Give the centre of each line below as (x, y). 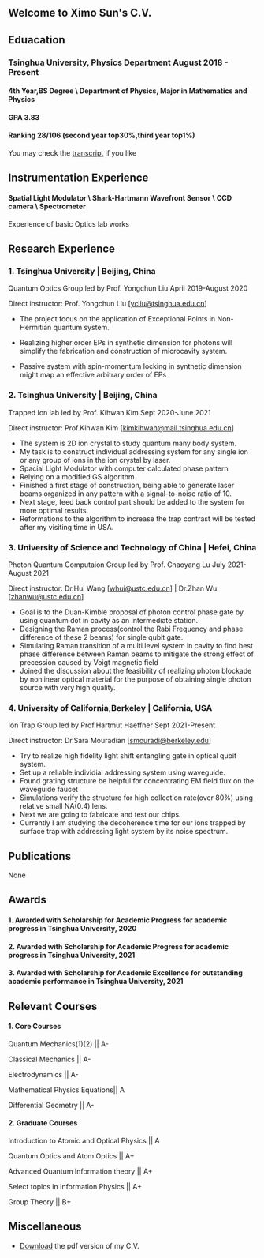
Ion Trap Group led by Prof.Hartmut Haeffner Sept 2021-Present (112, 725)
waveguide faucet (49, 790)
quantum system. (82, 328)
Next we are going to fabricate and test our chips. (100, 815)
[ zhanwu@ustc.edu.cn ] (46, 596)
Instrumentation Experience (78, 178)
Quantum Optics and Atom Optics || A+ (72, 1156)
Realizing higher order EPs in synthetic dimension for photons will (126, 343)
